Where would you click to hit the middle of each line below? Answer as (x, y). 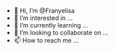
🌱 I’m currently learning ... (51, 25)
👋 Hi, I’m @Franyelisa (44, 11)
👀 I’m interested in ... (43, 18)
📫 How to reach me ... (46, 40)
